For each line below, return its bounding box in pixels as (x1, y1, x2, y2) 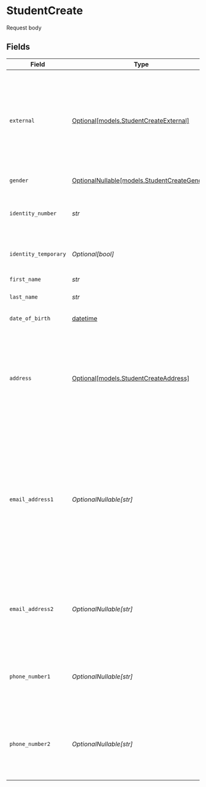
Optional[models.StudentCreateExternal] (72, 116, 189, 125)
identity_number (9, 210, 57, 217)
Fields (6, 42, 31, 52)
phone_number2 (9, 740, 51, 747)
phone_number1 (9, 673, 51, 680)
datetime (72, 314, 97, 323)
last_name (9, 293, 38, 301)
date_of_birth (9, 315, 51, 322)
